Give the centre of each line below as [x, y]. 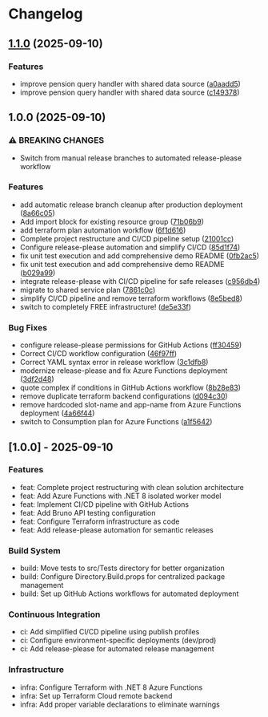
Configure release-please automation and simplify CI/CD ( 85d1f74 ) [130, 247]
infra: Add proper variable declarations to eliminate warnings [120, 704]
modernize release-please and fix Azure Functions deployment [124, 371]
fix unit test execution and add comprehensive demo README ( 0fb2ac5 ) [140, 255]
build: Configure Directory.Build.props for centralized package [122, 577]
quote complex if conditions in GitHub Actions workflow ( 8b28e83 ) [130, 388]
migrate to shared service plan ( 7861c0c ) [88, 290]
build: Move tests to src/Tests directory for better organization [122, 568]
